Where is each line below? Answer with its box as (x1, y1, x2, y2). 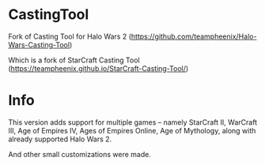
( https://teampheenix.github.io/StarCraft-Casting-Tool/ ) (8, 63, 189, 73)
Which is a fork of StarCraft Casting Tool (8, 55, 140, 65)
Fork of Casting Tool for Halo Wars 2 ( (8, 32, 132, 41)
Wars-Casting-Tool (8, 39, 70, 49)
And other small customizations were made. (8, 149, 152, 159)
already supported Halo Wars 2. (8, 134, 112, 144)
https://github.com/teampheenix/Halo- (131, 32, 257, 41)
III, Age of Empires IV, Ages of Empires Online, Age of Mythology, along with (8, 126, 256, 135)
